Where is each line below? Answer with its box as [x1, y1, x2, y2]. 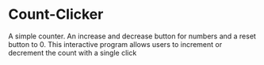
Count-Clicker [8, 5, 104, 23]
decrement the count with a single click [8, 48, 137, 57]
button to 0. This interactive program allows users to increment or [8, 39, 223, 49]
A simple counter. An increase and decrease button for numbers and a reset [8, 31, 256, 41]
